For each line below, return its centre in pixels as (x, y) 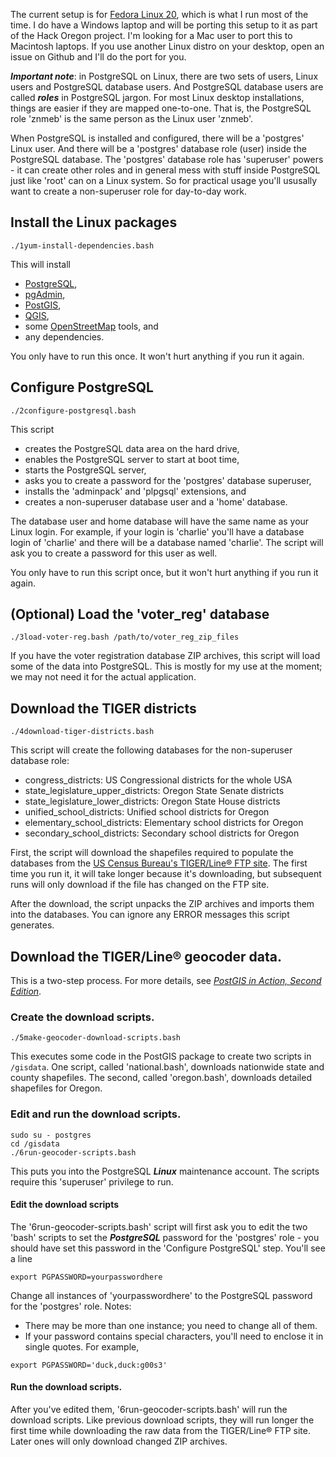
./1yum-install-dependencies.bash (82, 245)
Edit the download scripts (65, 1205)
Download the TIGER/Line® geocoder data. (146, 956)
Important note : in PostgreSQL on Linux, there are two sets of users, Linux (164, 76)
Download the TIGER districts (103, 708)
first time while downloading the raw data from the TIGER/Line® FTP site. (160, 1431)
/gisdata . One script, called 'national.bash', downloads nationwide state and (167, 1067)
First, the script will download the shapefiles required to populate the (152, 853)
